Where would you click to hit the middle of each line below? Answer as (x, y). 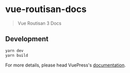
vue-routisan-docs (46, 9)
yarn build (17, 55)
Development (27, 39)
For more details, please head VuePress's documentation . (66, 65)
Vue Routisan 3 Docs (39, 23)
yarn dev (14, 51)
